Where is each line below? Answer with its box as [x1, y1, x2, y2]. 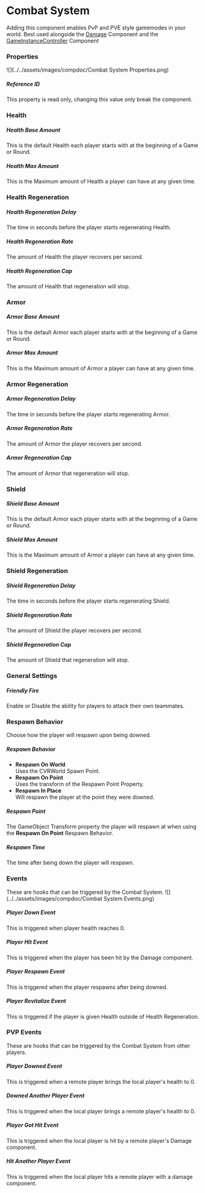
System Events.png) [103, 894, 155, 902]
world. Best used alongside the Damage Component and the [6, 30, 159, 37]
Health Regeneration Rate [6, 237, 73, 245]
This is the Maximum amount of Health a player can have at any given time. [6, 178, 196, 185]
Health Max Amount [6, 162, 59, 169]
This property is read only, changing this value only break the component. [6, 96, 193, 103]
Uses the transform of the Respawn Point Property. [15, 780, 144, 788]
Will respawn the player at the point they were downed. [15, 793, 155, 801]
